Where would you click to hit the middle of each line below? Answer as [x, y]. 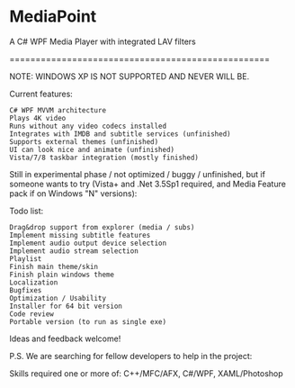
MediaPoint [53, 17]
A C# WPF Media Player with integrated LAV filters [103, 41]
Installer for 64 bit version [66, 306]
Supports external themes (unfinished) [84, 141]
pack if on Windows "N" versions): [73, 193]
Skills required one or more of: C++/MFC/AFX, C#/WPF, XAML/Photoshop [146, 373]
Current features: [41, 94]
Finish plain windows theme [62, 275]
